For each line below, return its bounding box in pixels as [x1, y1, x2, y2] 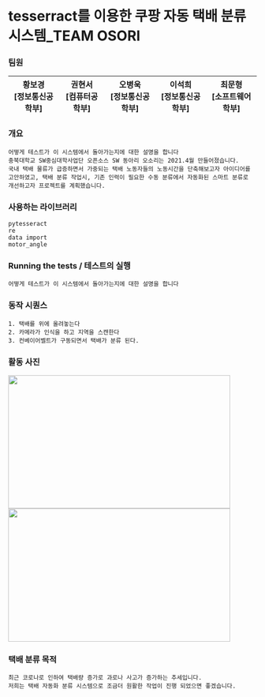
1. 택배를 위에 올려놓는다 [8, 320, 80, 328]
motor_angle [8, 241, 47, 249]
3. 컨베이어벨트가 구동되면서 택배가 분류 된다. [8, 336, 140, 344]
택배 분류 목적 [8, 654, 58, 665]
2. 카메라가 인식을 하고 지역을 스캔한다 [8, 328, 120, 336]
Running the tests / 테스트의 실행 [8, 260, 132, 271]
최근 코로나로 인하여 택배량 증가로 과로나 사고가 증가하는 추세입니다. [8, 674, 203, 682]
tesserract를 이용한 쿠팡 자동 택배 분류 [8, 7, 247, 25]
